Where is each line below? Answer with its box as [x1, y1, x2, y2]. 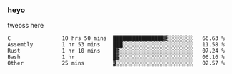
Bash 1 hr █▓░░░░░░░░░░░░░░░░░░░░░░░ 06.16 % [7, 53, 225, 61]
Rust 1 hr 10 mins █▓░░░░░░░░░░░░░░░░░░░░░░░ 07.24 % [7, 48, 225, 55]
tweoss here [7, 21, 44, 30]
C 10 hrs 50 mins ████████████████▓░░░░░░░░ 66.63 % [7, 35, 225, 42]
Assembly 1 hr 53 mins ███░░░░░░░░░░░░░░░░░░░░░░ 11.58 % [7, 41, 225, 48]
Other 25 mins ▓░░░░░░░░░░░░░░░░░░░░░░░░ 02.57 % [7, 60, 225, 67]
